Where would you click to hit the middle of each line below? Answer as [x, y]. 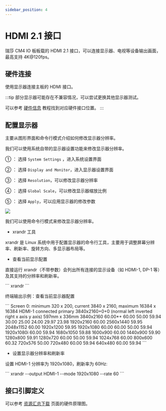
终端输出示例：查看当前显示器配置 [40, 296]
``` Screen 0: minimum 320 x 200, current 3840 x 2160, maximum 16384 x [81, 306]
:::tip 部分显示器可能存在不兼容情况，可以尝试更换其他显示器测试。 [73, 97]
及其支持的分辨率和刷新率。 [33, 276]
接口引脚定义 [25, 391]
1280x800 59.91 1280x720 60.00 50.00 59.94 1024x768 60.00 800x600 [79, 338]
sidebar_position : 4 [27, 10]
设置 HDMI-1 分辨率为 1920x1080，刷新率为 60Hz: [56, 364]
